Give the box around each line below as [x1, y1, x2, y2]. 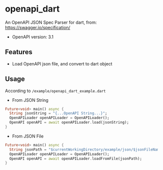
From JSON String [12, 97, 49, 103]
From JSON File [12, 133, 44, 139]
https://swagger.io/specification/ [5, 24, 70, 30]
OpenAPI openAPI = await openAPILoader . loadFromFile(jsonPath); [9, 156, 142, 161]
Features [5, 48, 33, 56]
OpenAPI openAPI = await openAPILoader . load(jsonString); [9, 120, 130, 125]
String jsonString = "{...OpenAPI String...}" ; [9, 111, 108, 116]
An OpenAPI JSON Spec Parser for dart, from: [5, 19, 97, 25]
